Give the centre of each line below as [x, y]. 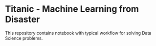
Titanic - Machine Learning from [72, 9]
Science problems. [24, 38]
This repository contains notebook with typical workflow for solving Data [78, 33]
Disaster [22, 19]
